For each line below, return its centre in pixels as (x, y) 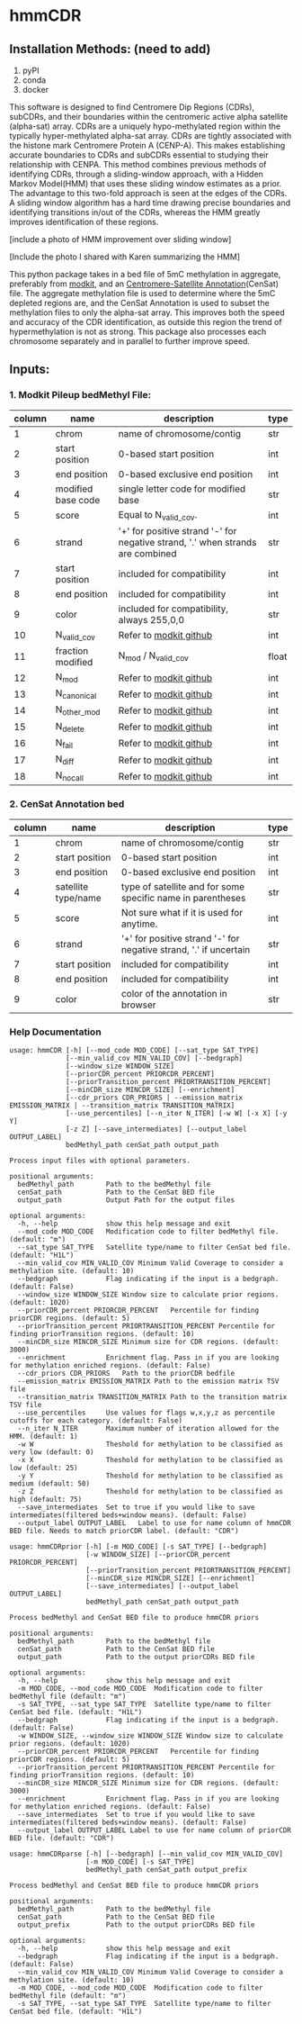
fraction (72, 651)
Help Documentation (55, 1032)
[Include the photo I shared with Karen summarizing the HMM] (125, 257)
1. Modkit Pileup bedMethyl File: (80, 395)
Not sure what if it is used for (182, 912)
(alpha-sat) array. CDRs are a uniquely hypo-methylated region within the (145, 126)
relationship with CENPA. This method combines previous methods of (138, 164)
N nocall (69, 776)
